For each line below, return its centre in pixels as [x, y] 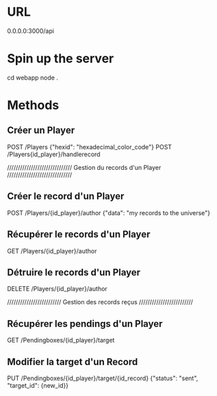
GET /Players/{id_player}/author [52, 251]
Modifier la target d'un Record [73, 361]
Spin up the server [61, 59]
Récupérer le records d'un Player [79, 235]
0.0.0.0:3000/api [31, 31]
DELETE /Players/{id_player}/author [57, 289]
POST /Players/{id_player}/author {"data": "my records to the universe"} [109, 212]
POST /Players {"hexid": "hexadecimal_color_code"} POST [90, 147]
